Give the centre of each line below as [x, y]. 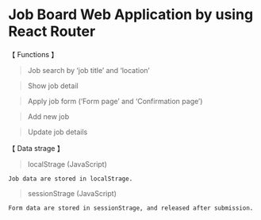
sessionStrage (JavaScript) [72, 193]
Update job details [58, 132]
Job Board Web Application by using [131, 15]
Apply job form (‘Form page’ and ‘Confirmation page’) [115, 101]
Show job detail [53, 86]
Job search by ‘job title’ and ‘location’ [88, 70]
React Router [52, 31]
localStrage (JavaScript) [67, 164]
